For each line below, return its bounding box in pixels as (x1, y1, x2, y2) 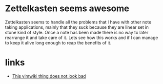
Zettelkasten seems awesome (5, 3, 129, 14)
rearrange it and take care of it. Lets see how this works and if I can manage (5, 35, 158, 41)
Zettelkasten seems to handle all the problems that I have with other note (5, 19, 152, 25)
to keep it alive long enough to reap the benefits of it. (5, 40, 112, 45)
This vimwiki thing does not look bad (12, 73, 86, 79)
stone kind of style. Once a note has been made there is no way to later (5, 29, 149, 35)
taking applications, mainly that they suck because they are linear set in (5, 24, 149, 30)
